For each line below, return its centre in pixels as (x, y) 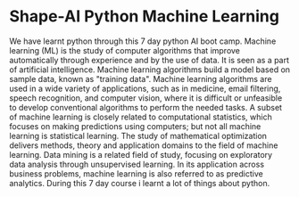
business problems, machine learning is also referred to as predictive (136, 173)
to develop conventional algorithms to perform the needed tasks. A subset (146, 107)
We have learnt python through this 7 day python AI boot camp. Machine (143, 41)
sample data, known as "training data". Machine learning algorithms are (141, 78)
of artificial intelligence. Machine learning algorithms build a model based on (150, 70)
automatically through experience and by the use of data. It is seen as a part (149, 60)
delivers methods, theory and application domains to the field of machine (144, 145)
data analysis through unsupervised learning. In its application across (137, 164)
